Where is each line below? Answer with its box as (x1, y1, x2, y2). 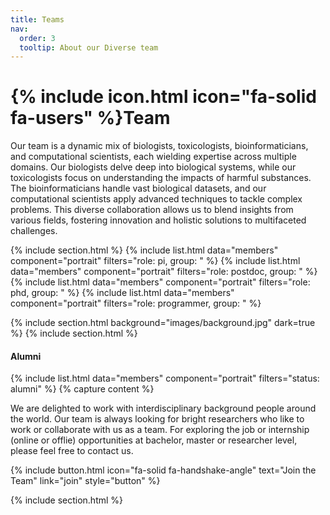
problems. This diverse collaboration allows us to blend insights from (10, 204, 294, 216)
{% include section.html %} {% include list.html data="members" (10, 244, 279, 256)
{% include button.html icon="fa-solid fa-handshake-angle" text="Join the (10, 464, 317, 476)
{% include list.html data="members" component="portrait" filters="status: (10, 372, 320, 385)
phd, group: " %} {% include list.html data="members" (10, 287, 235, 299)
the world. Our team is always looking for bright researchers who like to (10, 413, 305, 425)
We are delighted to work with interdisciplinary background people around (10, 402, 317, 415)
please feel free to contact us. (10, 445, 134, 457)
